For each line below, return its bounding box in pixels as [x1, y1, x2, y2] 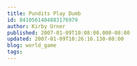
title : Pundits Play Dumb [7, 10, 81, 17]
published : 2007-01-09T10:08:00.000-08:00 [7, 29, 130, 36]
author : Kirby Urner [7, 23, 66, 30]
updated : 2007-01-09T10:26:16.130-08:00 [7, 36, 125, 43]
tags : [7, 49, 23, 56]
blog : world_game [7, 42, 57, 49]
